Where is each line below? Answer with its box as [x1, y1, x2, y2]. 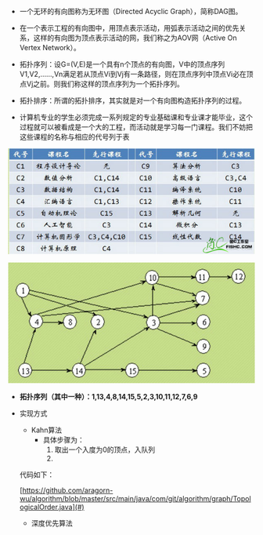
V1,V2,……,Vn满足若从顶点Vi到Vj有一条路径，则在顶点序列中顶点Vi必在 [19, 70, 247, 78]
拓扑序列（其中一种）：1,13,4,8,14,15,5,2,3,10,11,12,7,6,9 [19, 391, 198, 401]
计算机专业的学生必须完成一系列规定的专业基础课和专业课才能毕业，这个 [19, 113, 253, 122]
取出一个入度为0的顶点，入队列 [54, 445, 156, 454]
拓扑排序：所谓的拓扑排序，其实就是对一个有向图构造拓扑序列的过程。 [19, 96, 247, 105]
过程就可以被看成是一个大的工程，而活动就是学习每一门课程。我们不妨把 [19, 122, 253, 132]
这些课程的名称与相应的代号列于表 [19, 133, 130, 141]
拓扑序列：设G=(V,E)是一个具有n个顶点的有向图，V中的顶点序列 [19, 60, 225, 69]
